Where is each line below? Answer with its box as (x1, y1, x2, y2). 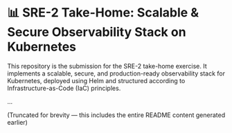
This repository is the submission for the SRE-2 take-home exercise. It (7, 62, 207, 70)
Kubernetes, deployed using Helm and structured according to (7, 76, 186, 85)
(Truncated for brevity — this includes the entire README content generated (7, 111, 226, 119)
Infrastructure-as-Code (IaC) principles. (7, 84, 121, 92)
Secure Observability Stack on (7, 24, 186, 40)
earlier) (7, 118, 28, 126)
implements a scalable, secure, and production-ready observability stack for (7, 69, 226, 78)
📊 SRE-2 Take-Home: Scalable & (7, 5, 199, 21)
